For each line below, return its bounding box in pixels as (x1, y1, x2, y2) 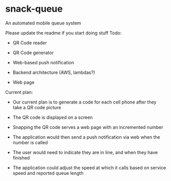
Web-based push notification (12, 59, 74, 65)
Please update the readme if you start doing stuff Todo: (5, 30, 122, 36)
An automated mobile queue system (5, 20, 82, 26)
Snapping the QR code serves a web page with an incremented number (12, 124, 163, 130)
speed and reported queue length (12, 170, 84, 176)
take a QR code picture (12, 104, 61, 110)
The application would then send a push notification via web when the (12, 134, 161, 140)
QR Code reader (12, 39, 47, 46)
